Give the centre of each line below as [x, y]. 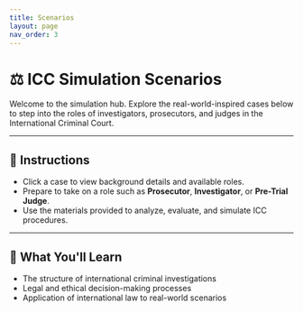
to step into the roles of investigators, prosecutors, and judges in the [136, 114]
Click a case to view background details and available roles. [133, 182]
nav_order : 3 [34, 34]
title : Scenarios [42, 18]
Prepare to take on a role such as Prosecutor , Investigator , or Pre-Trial [155, 191]
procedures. [45, 220]
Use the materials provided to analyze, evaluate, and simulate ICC [145, 211]
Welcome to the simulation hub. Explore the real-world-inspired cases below [151, 104]
